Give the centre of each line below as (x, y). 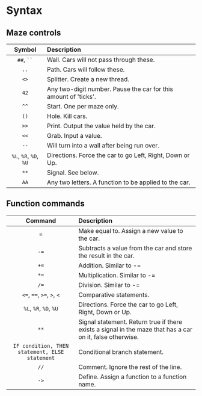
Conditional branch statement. (121, 351)
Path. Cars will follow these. (86, 70)
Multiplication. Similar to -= (117, 275)
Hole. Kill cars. (67, 116)
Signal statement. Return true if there (130, 321)
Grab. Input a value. (75, 136)
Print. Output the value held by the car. (102, 126)
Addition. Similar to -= (109, 265)
